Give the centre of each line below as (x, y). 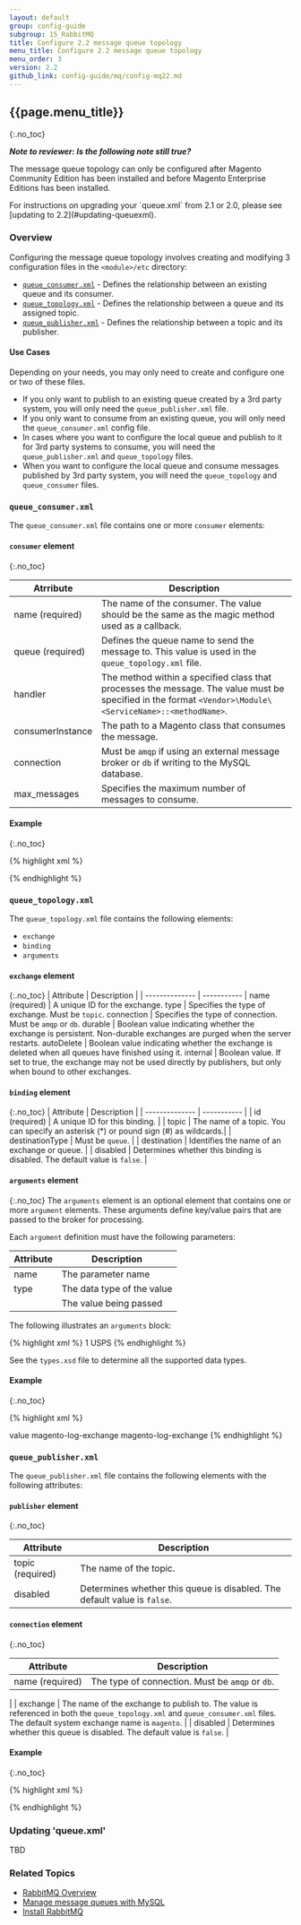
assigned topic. (51, 312)
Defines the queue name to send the (178, 640)
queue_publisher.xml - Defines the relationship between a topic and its (153, 322)
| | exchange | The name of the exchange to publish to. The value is (133, 1704)
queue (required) (50, 651)
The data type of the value (117, 1288)
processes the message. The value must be (193, 689)
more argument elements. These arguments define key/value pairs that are (146, 1210)
